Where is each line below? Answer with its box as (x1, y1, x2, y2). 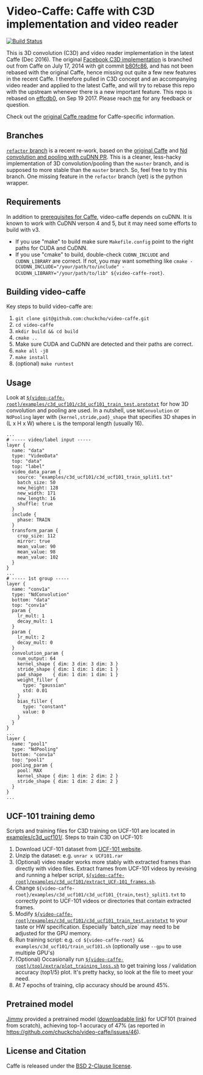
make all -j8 (15, 348, 49, 354)
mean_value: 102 (17, 554, 59, 560)
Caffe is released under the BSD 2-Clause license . (6, 1062, 132, 1070)
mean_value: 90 (17, 544, 56, 550)
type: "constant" (22, 704, 67, 710)
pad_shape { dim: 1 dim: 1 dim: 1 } (17, 672, 119, 678)
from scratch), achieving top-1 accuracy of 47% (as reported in (6, 1021, 165, 1029)
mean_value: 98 (17, 549, 56, 555)
